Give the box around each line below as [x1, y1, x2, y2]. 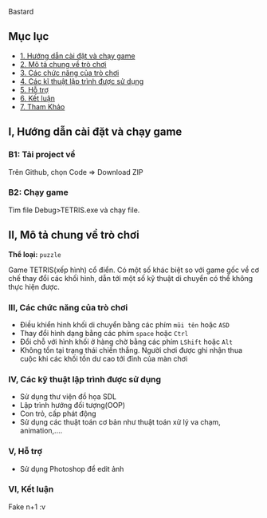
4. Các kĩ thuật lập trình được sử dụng [19, 76, 144, 86]
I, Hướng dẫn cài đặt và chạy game [8, 125, 183, 139]
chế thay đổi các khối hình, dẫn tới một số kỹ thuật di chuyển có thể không [8, 273, 253, 283]
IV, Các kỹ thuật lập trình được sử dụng [8, 374, 162, 385]
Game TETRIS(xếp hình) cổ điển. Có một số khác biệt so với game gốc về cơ [8, 265, 260, 275]
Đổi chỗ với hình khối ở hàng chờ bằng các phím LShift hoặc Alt [19, 337, 234, 346]
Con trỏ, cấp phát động [19, 409, 97, 418]
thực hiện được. [8, 282, 60, 291]
